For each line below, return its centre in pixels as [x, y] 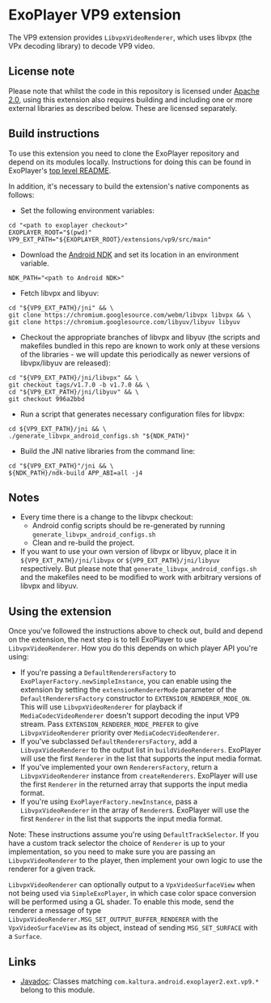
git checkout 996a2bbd [47, 399]
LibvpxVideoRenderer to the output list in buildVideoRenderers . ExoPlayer [140, 750]
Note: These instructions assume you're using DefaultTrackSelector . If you [133, 834]
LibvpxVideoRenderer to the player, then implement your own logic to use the [135, 860]
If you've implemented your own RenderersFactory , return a [119, 767]
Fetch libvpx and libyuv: [59, 292]
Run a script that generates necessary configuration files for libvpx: [132, 414]
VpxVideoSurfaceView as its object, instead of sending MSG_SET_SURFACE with [133, 928]
